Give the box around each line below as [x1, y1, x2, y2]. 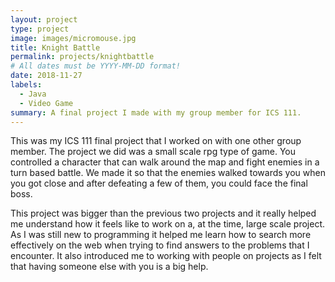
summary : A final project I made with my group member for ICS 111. [10, 107, 302, 118]
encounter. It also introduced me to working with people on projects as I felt [10, 250, 322, 262]
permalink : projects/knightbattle [10, 52, 155, 62]
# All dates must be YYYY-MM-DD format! [10, 61, 182, 71]
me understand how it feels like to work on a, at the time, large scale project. [10, 218, 326, 230]
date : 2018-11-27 [10, 71, 83, 81]
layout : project [10, 14, 78, 25]
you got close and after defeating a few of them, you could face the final [10, 177, 308, 190]
